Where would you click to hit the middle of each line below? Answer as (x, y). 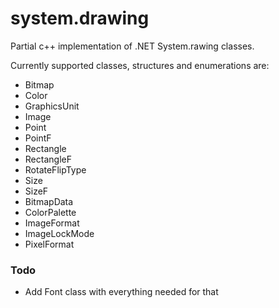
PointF (38, 138)
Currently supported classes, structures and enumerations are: (140, 65)
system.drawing (80, 18)
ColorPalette (50, 212)
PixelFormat (49, 244)
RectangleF (48, 159)
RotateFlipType (55, 169)
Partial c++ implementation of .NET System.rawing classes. (132, 46)
